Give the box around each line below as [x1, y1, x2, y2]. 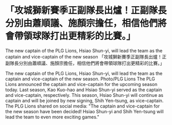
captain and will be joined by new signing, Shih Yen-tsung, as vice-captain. [5, 97, 164, 103]
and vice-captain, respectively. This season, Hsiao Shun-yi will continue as [5, 92, 164, 98]
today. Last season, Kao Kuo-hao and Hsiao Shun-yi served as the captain [5, 87, 162, 93]
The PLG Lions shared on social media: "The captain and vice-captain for [5, 103, 160, 109]
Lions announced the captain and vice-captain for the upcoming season [5, 81, 158, 87]
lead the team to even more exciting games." [5, 114, 100, 120]
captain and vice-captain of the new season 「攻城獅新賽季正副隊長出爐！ [5, 53, 162, 59]
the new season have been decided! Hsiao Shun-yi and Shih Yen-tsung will [5, 108, 164, 114]
